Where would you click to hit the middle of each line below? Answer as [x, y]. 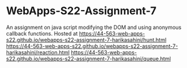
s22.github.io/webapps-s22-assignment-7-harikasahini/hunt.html [86, 40]
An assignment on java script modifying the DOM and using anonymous [94, 27]
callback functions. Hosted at [42, 33]
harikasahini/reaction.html [38, 52]
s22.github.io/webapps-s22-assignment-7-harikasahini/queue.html [88, 59]
